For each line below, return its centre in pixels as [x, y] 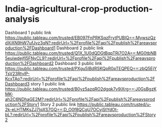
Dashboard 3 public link [79, 63]
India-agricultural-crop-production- [79, 9]
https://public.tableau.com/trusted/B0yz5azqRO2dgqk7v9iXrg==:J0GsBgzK [81, 89]
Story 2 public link [58, 104]
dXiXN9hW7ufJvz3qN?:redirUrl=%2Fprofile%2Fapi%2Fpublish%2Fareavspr [81, 42]
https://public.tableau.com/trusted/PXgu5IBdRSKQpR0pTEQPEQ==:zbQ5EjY [81, 68]
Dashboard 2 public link [80, 48]
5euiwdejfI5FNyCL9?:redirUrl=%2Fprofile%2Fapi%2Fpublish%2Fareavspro [80, 58]
